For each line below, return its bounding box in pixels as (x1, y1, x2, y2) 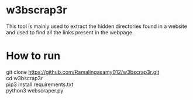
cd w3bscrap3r (6, 74, 43, 81)
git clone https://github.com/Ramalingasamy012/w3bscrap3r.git (6, 68, 160, 76)
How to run (6, 49, 61, 63)
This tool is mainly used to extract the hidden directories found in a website (6, 23, 187, 30)
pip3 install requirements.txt (6, 81, 74, 88)
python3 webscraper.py (6, 87, 64, 94)
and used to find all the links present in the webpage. (6, 28, 134, 35)
